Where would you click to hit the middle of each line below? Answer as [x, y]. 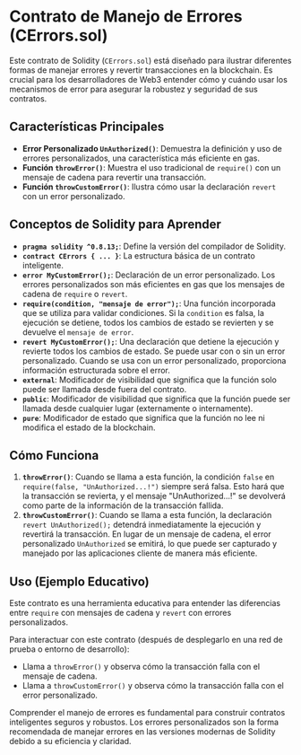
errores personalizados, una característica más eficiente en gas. [141, 158]
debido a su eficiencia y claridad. [70, 742]
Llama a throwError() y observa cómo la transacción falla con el [141, 667]
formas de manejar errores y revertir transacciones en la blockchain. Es [141, 70]
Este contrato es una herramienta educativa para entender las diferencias [145, 603]
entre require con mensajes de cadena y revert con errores [120, 613]
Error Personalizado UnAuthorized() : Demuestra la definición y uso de [152, 148]
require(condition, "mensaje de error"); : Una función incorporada [149, 303]
